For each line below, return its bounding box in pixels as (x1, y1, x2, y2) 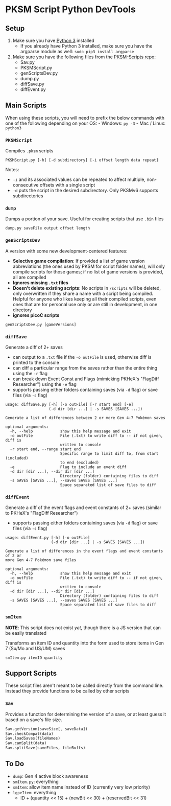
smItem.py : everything (12, 778, 59, 785)
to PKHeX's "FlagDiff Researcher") (5, 510, 78, 516)
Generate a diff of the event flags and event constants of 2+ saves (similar (5, 504, 162, 511)
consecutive (12, 182, 39, 188)
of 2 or (5, 553, 22, 558)
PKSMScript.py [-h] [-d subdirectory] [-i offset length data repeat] (5, 157, 159, 163)
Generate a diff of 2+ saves (5, 344, 63, 350)
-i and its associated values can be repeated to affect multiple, (12, 176, 145, 182)
